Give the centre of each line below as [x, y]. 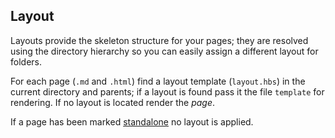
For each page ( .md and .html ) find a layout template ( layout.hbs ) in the [158, 81]
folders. [26, 61]
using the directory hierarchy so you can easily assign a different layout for [164, 51]
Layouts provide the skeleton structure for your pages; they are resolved [159, 40]
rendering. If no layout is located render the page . [113, 102]
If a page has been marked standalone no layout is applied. [132, 121]
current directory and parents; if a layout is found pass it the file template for [167, 91]
